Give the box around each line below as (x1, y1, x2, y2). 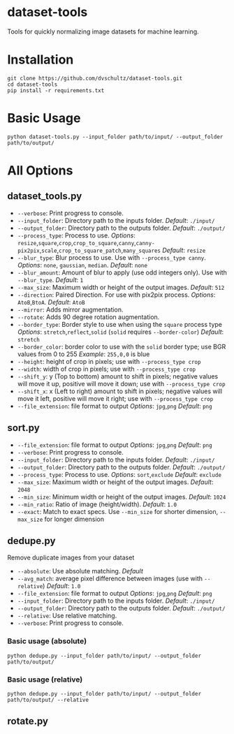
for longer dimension (44, 515, 105, 523)
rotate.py (7, 715, 49, 727)
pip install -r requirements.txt (7, 87, 105, 94)
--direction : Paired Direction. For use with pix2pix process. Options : (17, 291, 216, 299)
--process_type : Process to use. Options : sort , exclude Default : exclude (17, 470, 222, 478)
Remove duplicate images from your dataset (7, 553, 135, 562)
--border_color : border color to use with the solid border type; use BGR (17, 342, 226, 351)
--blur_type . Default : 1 (17, 275, 84, 284)
